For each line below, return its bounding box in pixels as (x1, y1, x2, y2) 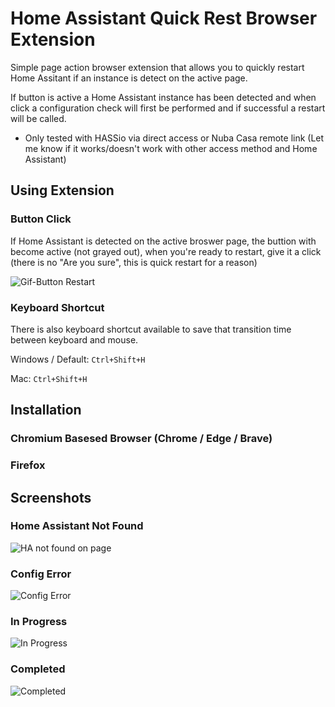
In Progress (10, 615, 68, 629)
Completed (10, 662, 66, 676)
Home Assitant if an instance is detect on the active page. (10, 72, 248, 84)
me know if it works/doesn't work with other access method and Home (24, 142, 318, 154)
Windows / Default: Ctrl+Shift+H (10, 353, 146, 365)
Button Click (10, 212, 72, 226)
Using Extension (10, 182, 115, 199)
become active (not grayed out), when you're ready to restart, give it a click (10, 245, 322, 257)
